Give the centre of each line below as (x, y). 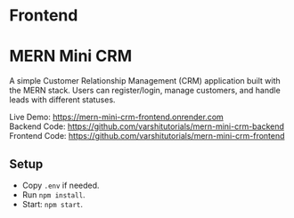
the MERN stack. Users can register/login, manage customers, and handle (145, 91)
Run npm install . (54, 194)
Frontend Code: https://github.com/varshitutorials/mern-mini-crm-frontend (147, 136)
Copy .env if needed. (61, 185)
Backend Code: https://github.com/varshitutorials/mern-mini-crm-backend (147, 126)
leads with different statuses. (62, 100)
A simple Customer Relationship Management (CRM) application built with (145, 81)
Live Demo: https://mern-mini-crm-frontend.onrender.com (117, 117)
